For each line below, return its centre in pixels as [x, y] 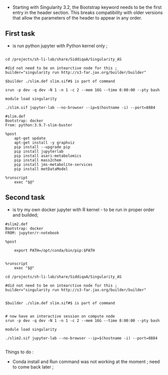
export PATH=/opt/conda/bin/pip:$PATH [54, 250]
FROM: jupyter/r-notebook [32, 233]
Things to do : [19, 352]
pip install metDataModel [41, 169]
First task [20, 34]
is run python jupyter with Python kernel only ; [60, 46]
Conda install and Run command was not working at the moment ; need [86, 361]
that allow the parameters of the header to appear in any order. [77, 18]
